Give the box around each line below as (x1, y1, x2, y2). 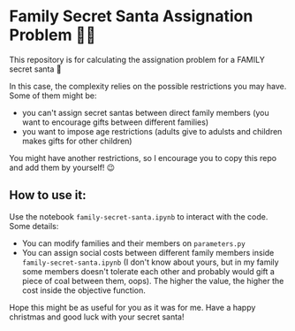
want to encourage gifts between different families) (21, 117, 209, 127)
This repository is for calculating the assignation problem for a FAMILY (9, 54, 265, 65)
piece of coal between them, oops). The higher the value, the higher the (21, 275, 284, 286)
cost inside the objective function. (21, 285, 146, 296)
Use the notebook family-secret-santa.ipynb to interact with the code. (9, 211, 269, 222)
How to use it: (9, 188, 87, 203)
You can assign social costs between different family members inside (21, 247, 275, 258)
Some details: (9, 220, 59, 231)
